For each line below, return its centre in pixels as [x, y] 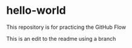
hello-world [36, 10]
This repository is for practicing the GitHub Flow [66, 27]
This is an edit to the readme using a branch [61, 38]
